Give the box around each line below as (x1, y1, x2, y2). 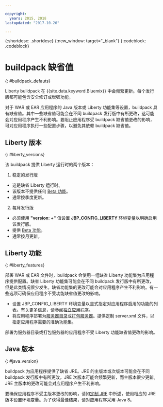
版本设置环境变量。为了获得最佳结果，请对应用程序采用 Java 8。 (5, 397, 134, 403)
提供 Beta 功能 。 (12, 227, 45, 233)
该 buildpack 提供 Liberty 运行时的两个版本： (5, 161, 95, 168)
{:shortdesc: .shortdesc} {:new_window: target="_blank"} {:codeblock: (5, 38, 147, 44)
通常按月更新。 (12, 233, 42, 239)
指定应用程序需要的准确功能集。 (12, 319, 76, 325)
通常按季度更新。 (12, 195, 47, 200)
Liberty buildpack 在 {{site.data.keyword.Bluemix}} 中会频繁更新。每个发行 (5, 88, 154, 94)
